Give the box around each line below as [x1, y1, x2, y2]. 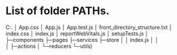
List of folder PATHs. [5, 4, 110, 18]
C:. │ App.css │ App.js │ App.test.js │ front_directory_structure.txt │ [5, 24, 173, 31]
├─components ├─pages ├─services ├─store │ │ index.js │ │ [5, 36, 159, 43]
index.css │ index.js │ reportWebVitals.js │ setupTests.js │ [5, 30, 149, 37]
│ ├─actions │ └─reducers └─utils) [5, 43, 93, 50]
